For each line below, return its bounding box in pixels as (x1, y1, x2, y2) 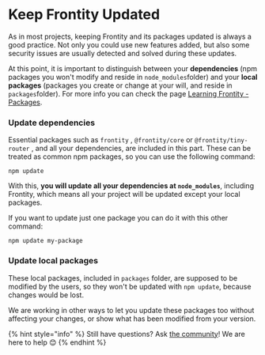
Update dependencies (8, 117, 96, 128)
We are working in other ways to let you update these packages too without (8, 305, 255, 315)
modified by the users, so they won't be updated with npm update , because (8, 281, 252, 291)
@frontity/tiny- (195, 137, 248, 145)
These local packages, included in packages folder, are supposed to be (8, 273, 238, 282)
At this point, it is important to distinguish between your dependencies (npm (8, 63, 257, 73)
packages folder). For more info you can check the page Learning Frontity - (8, 89, 249, 98)
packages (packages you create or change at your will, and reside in (8, 81, 233, 90)
